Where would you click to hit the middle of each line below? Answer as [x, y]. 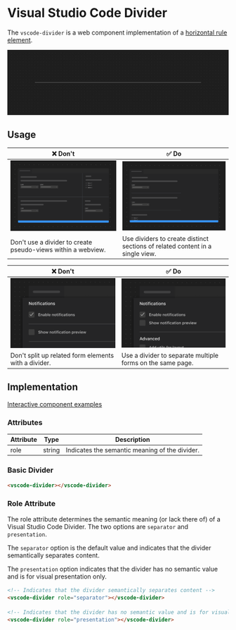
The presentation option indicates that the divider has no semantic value [113, 569]
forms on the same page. [157, 363]
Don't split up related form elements [62, 356]
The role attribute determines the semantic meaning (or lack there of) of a [114, 519]
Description [132, 440]
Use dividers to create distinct [165, 238]
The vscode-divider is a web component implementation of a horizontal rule [117, 32]
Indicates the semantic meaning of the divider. [133, 450]
